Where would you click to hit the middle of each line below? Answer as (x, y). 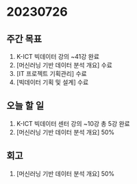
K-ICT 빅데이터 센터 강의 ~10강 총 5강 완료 (73, 123)
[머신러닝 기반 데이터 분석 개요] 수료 (64, 65)
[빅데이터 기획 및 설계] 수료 (52, 82)
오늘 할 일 (25, 106)
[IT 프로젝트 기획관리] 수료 (51, 74)
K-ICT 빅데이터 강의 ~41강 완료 (58, 56)
